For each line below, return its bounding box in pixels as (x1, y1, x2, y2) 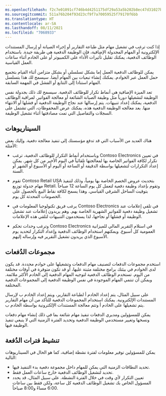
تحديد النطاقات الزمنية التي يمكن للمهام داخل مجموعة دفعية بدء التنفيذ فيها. (12, 364, 150, 370)
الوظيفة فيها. (5, 322, 29, 328)
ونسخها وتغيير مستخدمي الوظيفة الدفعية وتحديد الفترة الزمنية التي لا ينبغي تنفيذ (5, 317, 150, 322)
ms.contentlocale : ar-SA (5, 21, 56, 26)
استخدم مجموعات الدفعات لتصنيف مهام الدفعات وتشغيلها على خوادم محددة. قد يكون (5, 261, 161, 267)
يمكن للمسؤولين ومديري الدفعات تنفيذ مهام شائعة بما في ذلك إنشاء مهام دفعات (5, 312, 151, 317)
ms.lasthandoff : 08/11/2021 (5, 26, 63, 31)
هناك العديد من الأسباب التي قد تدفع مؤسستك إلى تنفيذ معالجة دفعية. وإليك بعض (5, 137, 152, 143)
